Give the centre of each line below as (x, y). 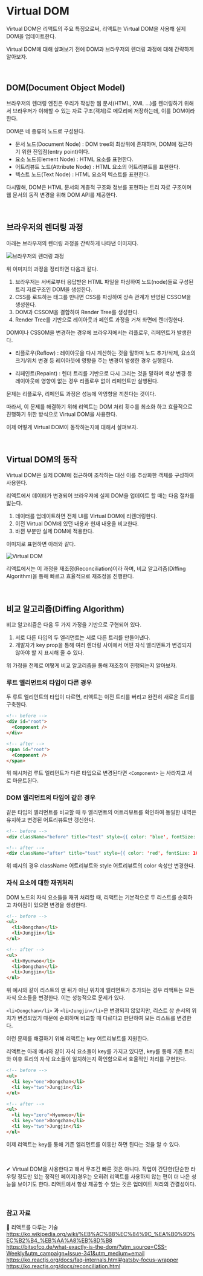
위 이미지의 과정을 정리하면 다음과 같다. (52, 269)
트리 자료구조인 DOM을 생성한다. (53, 289)
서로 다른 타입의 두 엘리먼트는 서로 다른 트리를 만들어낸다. (83, 637)
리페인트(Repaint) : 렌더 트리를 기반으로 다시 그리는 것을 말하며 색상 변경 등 (103, 373)
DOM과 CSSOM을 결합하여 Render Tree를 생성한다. (77, 312)
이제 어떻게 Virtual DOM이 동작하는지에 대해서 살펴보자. (72, 427)
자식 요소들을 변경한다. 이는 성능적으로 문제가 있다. (66, 998)
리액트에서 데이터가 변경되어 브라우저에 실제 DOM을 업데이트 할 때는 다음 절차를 (100, 496)
